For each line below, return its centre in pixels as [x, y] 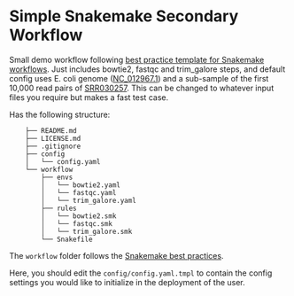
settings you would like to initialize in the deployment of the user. [127, 282]
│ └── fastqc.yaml [79, 192]
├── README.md [51, 130]
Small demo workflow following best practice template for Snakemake [137, 59]
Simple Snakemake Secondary [124, 16]
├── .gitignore [53, 146]
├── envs [57, 177]
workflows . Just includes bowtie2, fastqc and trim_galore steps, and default [147, 69]
